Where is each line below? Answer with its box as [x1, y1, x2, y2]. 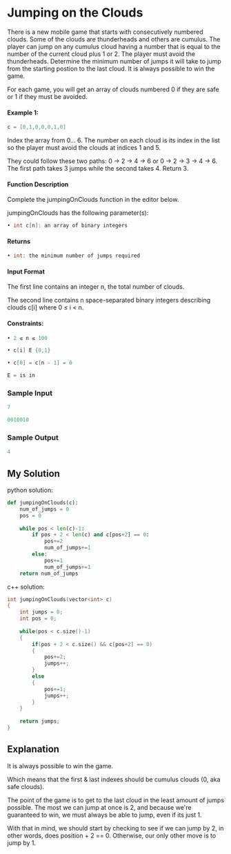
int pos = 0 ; [19, 615, 57, 623]
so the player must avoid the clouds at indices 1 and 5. [7, 144, 161, 152]
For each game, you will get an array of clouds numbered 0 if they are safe [7, 85, 219, 93]
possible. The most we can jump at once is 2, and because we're [7, 803, 192, 811]
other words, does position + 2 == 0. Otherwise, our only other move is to [7, 831, 217, 839]
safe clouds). [7, 782, 45, 790]
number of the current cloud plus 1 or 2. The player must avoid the [7, 50, 195, 58]
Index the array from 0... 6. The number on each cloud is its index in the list [7, 136, 221, 144]
